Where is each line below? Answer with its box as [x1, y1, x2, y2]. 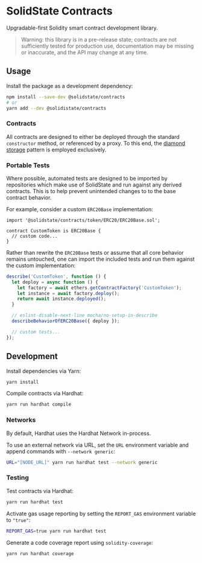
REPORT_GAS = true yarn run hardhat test [6, 528, 107, 534]
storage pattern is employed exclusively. [6, 146, 107, 153]
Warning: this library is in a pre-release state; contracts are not [21, 36, 177, 43]
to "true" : [6, 516, 31, 523]
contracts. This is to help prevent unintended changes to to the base [6, 187, 176, 194]
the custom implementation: [6, 261, 76, 269]
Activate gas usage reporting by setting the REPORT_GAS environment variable [6, 510, 196, 517]
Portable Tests [6, 161, 50, 170]
